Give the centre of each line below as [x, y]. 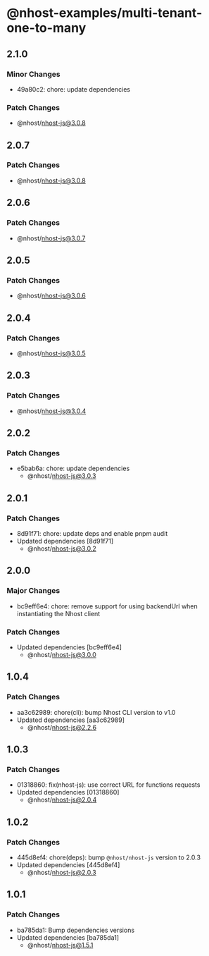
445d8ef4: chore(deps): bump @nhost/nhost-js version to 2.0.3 [109, 857]
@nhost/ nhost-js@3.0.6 [51, 296]
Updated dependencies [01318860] [68, 792]
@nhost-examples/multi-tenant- [104, 13]
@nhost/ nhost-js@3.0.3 [62, 476]
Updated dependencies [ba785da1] [68, 937]
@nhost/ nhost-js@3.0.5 [51, 353]
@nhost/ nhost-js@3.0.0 [62, 654]
